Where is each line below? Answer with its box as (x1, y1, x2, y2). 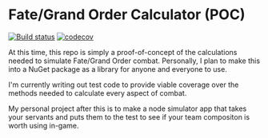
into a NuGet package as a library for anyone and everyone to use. (8, 64, 228, 73)
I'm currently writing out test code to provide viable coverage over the (8, 80, 239, 89)
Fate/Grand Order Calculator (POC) (8, 6, 246, 24)
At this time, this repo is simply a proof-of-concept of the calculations (8, 47, 238, 57)
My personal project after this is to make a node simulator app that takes (8, 104, 247, 113)
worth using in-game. (8, 120, 79, 130)
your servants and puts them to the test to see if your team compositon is (8, 112, 250, 121)
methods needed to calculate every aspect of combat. (8, 88, 187, 97)
